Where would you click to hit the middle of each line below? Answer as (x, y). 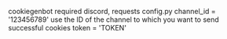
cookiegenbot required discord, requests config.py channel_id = (112, 11)
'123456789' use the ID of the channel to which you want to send (114, 19)
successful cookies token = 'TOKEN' (68, 28)
